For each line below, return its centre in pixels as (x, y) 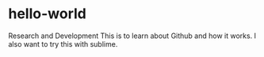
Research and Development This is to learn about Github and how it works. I (132, 36)
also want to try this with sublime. (63, 44)
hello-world (48, 14)
